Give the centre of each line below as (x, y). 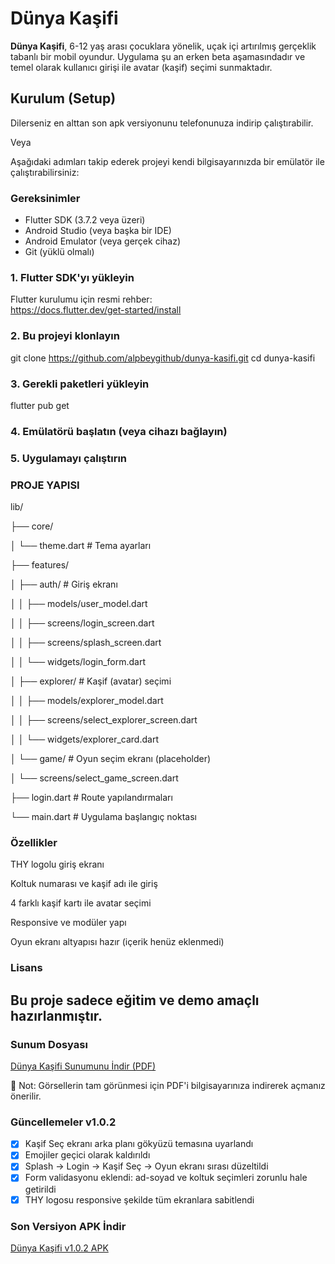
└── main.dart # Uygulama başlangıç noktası (103, 817)
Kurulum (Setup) (63, 98)
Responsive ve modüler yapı (68, 923)
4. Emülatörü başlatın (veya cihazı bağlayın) (119, 431)
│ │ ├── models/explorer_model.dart (87, 701)
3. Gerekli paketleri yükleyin (80, 384)
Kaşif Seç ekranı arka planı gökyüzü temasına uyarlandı (139, 1144)
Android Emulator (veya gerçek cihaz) (103, 241)
